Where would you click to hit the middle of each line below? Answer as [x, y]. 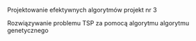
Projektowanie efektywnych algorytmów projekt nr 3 [82, 10]
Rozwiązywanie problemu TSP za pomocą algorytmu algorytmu [98, 23]
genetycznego [28, 30]
